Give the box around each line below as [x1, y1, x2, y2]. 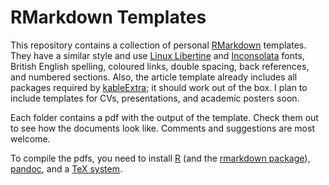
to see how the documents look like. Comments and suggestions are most [10, 122, 315, 134]
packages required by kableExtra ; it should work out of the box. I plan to [10, 81, 308, 93]
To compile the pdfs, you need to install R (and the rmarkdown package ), [10, 152, 311, 164]
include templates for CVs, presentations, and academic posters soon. [10, 92, 300, 104]
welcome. [10, 132, 51, 145]
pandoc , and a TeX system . [10, 162, 123, 175]
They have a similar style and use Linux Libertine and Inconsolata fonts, [10, 49, 305, 61]
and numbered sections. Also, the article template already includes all [10, 71, 298, 83]
